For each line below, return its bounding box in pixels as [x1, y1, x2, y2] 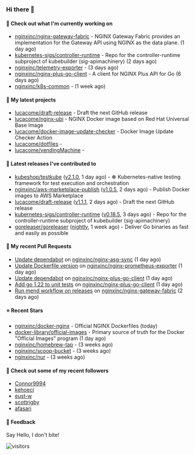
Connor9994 [14, 380, 46, 387]
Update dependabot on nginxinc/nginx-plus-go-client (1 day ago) [14, 274, 173, 281]
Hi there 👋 [6, 5, 35, 14]
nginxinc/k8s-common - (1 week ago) [14, 83, 106, 90]
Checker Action [14, 134, 53, 141]
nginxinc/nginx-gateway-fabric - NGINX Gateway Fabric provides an [14, 33, 180, 40]
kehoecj [14, 386, 34, 393]
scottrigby [14, 399, 40, 406]
